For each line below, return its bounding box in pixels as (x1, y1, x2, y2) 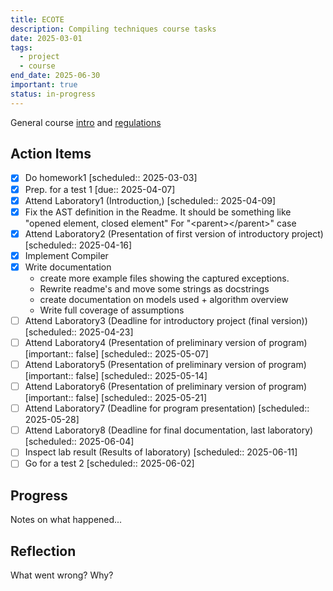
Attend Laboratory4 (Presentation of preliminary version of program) (24, 336, 308, 348)
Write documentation (24, 261, 112, 273)
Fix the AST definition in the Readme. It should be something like (24, 206, 292, 218)
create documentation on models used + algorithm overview (39, 293, 289, 305)
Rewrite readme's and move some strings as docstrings (39, 282, 270, 295)
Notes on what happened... (10, 514, 123, 526)
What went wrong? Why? (10, 569, 114, 581)
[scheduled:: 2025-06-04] (24, 436, 135, 448)
